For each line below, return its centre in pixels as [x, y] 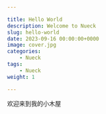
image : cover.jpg [32, 45]
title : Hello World [35, 19]
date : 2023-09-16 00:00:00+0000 [53, 38]
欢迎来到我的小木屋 [34, 103]
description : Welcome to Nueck [52, 26]
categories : [24, 52]
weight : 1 [21, 77]
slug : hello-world [33, 32]
